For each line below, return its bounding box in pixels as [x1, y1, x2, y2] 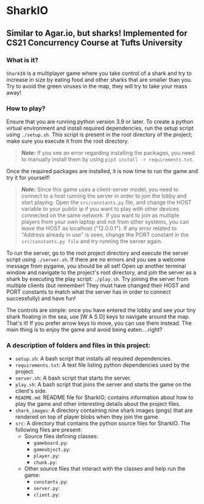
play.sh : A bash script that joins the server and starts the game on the [15, 381, 192, 388]
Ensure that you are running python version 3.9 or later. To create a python [6, 118, 194, 126]
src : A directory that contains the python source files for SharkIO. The [15, 420, 191, 427]
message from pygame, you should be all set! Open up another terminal [6, 263, 186, 270]
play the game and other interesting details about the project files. [15, 400, 181, 408]
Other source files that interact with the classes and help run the [24, 465, 186, 472]
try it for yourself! [6, 174, 50, 182]
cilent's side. [15, 388, 47, 395]
